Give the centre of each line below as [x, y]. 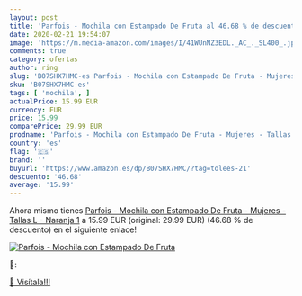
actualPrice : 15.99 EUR [54, 101]
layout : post [34, 18]
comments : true [38, 51]
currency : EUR [36, 110]
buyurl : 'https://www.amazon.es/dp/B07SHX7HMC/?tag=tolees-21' [130, 168]
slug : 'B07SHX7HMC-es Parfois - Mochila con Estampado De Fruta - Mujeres [152, 76]
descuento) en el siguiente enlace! [73, 229]
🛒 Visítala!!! [30, 282]
